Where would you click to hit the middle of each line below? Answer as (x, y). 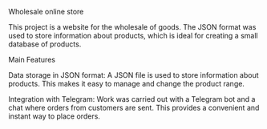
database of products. (45, 44)
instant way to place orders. (54, 116)
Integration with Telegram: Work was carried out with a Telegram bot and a (132, 99)
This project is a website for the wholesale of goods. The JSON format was (132, 27)
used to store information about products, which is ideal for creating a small (133, 36)
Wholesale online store (46, 12)
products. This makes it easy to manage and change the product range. (126, 84)
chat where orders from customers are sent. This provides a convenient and (134, 108)
